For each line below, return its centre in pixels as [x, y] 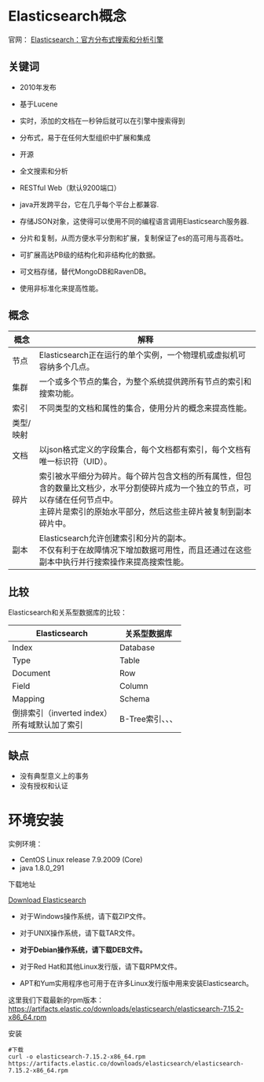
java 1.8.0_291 [42, 868]
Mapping [29, 699]
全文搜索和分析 [44, 171]
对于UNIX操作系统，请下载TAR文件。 [79, 933]
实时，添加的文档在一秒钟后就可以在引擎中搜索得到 [102, 121]
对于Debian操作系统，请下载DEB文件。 [83, 950]
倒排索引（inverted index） [62, 713]
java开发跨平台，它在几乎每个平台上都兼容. [89, 204]
